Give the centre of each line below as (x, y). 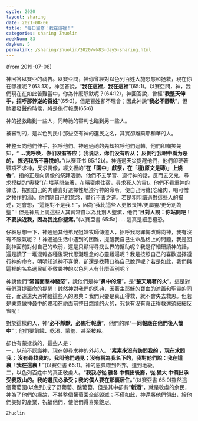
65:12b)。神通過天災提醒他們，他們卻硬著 (138, 160)
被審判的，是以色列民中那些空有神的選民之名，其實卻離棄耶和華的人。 (91, 133)
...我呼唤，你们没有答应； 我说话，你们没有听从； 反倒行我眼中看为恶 (104, 153)
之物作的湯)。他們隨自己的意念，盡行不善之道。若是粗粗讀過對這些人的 (92, 197)
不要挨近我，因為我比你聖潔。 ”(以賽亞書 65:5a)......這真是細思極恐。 (87, 219)
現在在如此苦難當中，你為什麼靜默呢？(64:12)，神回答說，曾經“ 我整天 (96, 93)
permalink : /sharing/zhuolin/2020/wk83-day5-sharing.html (79, 50)
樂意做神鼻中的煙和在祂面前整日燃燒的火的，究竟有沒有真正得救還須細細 (99, 303)
